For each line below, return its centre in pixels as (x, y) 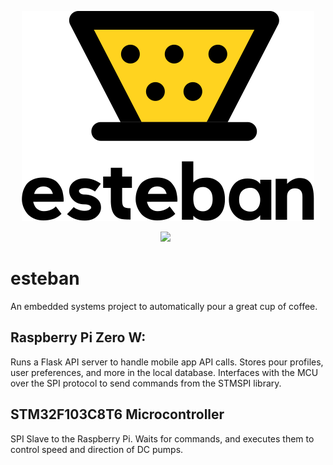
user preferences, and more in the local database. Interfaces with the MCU (164, 372)
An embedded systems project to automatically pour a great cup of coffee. (164, 306)
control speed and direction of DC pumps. (97, 449)
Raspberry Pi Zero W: (78, 337)
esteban (45, 278)
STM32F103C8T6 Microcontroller (117, 414)
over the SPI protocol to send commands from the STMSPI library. (146, 383)
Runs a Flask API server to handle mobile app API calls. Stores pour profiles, (167, 362)
